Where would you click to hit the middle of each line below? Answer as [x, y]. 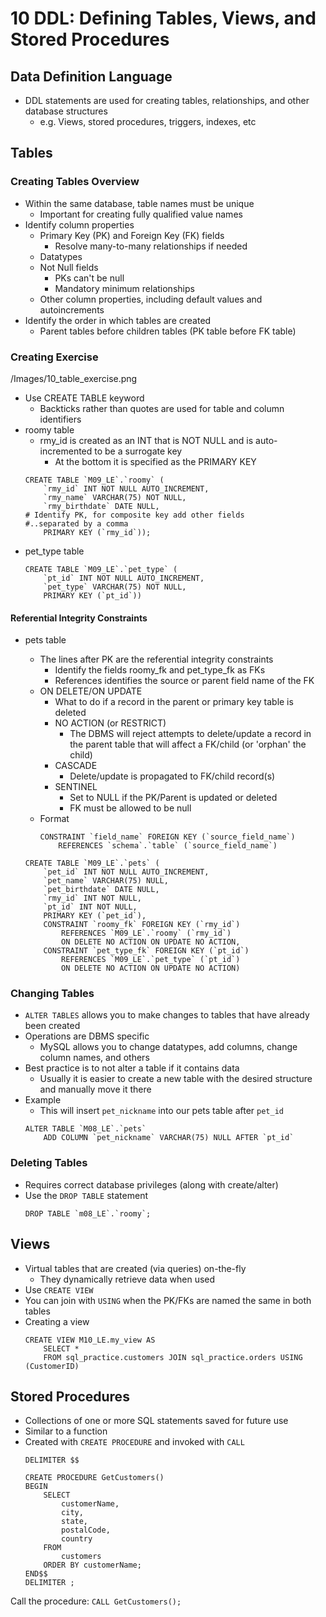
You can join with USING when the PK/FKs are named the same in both [168, 1300]
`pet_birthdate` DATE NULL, [101, 890]
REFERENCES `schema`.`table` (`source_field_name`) [168, 846]
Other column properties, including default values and [151, 299]
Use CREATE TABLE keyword [84, 398]
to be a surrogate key [138, 451]
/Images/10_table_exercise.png [74, 378]
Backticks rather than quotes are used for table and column [162, 408]
